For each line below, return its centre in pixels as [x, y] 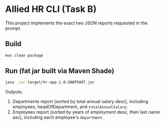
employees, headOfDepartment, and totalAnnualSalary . [70, 107]
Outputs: [14, 92]
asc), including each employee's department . [58, 118]
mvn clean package [24, 55]
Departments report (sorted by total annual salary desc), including [80, 102]
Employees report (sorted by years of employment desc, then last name [86, 112]
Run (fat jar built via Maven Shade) [60, 71]
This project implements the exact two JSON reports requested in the [77, 23]
